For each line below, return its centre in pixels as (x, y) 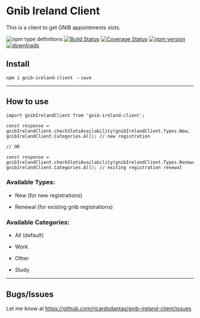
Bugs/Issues (30, 294)
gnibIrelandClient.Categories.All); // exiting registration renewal (94, 167)
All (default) (29, 235)
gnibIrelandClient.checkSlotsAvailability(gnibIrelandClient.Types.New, (98, 131)
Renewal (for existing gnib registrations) (64, 207)
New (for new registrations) (49, 195)
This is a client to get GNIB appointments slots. (63, 27)
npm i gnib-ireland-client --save (49, 78)
